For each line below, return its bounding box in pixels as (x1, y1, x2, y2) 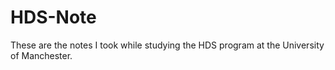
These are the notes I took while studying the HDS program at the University (10, 39, 325, 51)
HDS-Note (10, 6, 97, 29)
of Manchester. (10, 49, 73, 61)
